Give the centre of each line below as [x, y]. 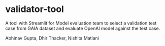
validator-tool [35, 9]
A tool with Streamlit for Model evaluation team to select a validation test [81, 23]
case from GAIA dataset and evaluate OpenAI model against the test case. [83, 28]
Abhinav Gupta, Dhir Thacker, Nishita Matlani [52, 38]
